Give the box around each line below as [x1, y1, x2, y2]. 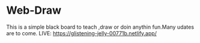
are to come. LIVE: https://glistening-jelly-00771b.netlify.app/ [6, 29, 157, 36]
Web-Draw [6, 4, 62, 17]
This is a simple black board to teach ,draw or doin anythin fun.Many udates [6, 23, 194, 30]
